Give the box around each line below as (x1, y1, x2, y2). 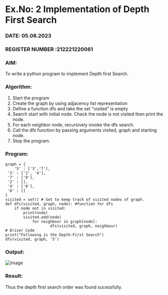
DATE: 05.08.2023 (5, 32, 52, 39)
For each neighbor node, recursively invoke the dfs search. (12, 122, 134, 128)
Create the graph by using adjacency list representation (12, 100, 128, 106)
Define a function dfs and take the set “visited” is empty (12, 105, 128, 111)
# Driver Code (5, 228, 35, 233)
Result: (5, 272, 23, 279)
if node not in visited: (14, 206, 66, 211)
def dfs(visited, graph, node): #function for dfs (5, 201, 113, 206)
